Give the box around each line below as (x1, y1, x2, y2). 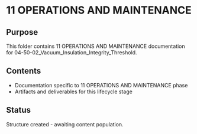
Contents (6, 66, 41, 76)
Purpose (6, 27, 38, 37)
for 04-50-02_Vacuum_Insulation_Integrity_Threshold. (6, 49, 137, 56)
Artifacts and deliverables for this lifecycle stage (14, 88, 133, 95)
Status (6, 105, 31, 115)
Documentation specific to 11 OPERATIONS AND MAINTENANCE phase (14, 81, 188, 89)
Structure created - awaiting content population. (6, 120, 124, 128)
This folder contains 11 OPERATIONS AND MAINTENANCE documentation (6, 43, 185, 50)
